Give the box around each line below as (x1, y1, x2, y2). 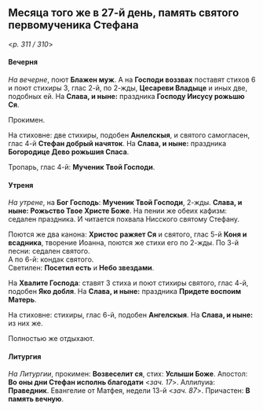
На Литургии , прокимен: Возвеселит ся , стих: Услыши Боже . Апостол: (8, 369, 248, 379)
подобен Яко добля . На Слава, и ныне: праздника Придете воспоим (8, 287, 242, 296)
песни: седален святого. (8, 247, 90, 256)
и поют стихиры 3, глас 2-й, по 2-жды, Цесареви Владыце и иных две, (8, 83, 248, 93)
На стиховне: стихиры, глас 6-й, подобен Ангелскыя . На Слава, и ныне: (8, 310, 254, 320)
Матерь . (8, 295, 37, 305)
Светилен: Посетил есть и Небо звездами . (8, 263, 155, 273)
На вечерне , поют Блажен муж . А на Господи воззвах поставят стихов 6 (8, 75, 256, 85)
